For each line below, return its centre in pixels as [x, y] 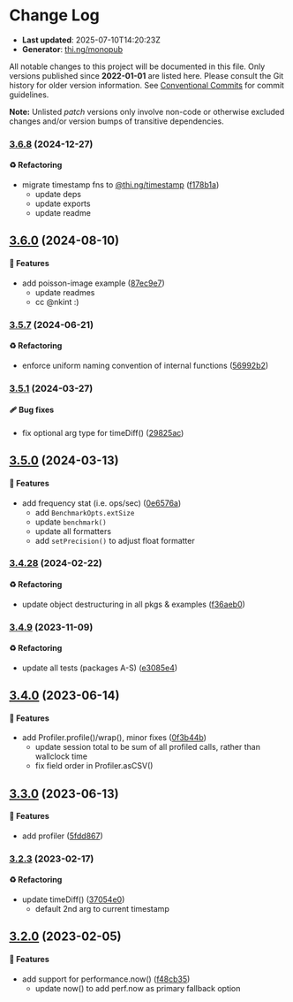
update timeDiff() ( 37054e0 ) [73, 899]
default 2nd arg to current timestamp [102, 909]
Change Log [54, 15]
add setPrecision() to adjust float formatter [115, 540]
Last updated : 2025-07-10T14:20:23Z [91, 40]
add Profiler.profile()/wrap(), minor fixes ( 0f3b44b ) [114, 738]
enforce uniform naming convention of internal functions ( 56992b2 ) [145, 365]
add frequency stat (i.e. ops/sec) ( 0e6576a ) [101, 503]
